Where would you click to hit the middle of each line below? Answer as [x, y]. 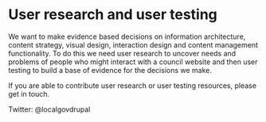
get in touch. [29, 93]
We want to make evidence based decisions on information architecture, [127, 36]
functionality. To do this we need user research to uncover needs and [122, 53]
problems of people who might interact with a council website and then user [133, 62]
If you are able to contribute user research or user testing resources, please [133, 86]
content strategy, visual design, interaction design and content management [133, 44]
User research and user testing [113, 15]
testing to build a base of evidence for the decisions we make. [110, 70]
